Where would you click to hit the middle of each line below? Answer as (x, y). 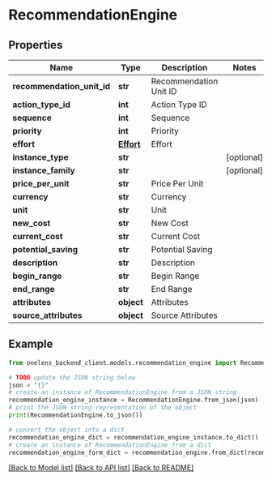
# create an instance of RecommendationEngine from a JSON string (123, 392)
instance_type (40, 157)
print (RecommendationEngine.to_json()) (76, 415)
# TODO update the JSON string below (72, 377)
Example (31, 344)
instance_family (44, 170)
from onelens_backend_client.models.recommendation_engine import (123, 362)
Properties (36, 45)
